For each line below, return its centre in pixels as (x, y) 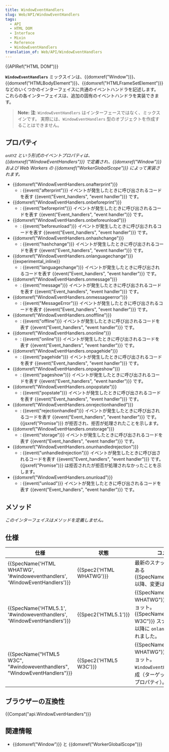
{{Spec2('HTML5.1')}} (103, 614)
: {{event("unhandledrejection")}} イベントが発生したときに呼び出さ (90, 453)
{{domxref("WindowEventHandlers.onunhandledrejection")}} (75, 447)
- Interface (22, 33)
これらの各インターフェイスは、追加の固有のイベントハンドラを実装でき (80, 96)
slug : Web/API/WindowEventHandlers (43, 15)
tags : (11, 19)
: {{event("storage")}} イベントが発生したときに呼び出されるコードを (91, 435)
